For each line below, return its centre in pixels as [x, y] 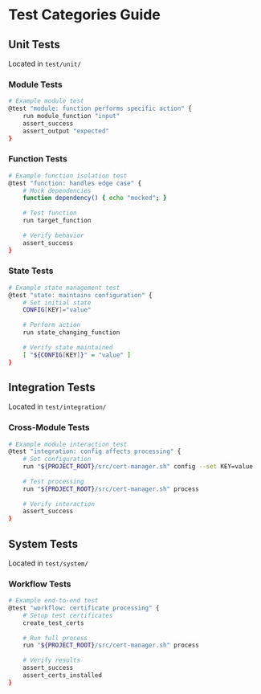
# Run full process [55, 638]
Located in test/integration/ [57, 406]
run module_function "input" [71, 116]
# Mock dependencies [57, 190]
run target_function [57, 221]
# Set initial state [57, 303]
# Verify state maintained [68, 347]
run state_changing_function [71, 333]
